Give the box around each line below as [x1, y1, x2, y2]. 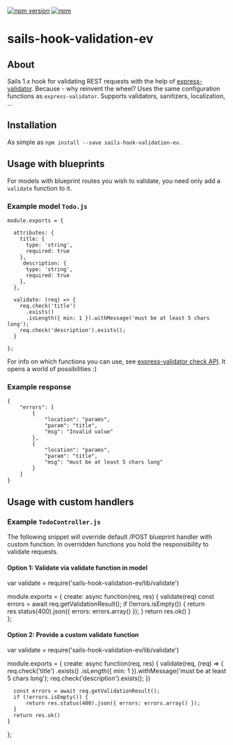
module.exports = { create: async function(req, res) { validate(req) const [7, 593, 214, 601]
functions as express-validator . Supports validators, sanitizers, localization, [7, 92, 225, 100]
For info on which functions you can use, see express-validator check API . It [7, 357, 226, 366]
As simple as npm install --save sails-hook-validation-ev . [7, 138, 182, 146]
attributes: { [13, 229, 54, 236]
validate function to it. [7, 184, 72, 192]
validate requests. [7, 547, 58, 556]
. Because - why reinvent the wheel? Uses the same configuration [31, 84, 220, 93]
